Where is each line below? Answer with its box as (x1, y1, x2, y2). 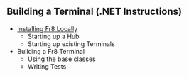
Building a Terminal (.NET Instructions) (6, 6, 183, 18)
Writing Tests (27, 62, 67, 70)
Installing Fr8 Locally (16, 24, 78, 33)
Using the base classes (27, 55, 97, 63)
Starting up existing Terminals (27, 39, 115, 48)
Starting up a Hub (27, 32, 80, 40)
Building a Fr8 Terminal (16, 47, 85, 55)
